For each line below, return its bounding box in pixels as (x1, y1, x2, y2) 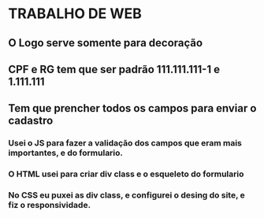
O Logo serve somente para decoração (8, 36, 203, 50)
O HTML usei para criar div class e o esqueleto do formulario (8, 168, 244, 179)
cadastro (8, 114, 54, 127)
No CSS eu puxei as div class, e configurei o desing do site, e (8, 190, 246, 201)
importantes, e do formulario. (8, 147, 124, 158)
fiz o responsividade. (8, 200, 91, 211)
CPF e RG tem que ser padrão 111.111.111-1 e (8, 62, 221, 76)
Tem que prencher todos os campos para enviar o (8, 102, 257, 115)
